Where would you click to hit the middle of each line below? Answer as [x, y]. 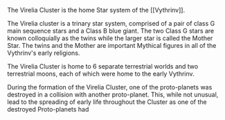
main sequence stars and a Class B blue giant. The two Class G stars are [111, 31]
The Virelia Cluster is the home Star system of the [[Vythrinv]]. [96, 10]
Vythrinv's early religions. [44, 53]
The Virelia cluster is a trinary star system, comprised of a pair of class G [111, 23]
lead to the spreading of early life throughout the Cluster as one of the [107, 102]
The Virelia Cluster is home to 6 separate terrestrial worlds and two [103, 66]
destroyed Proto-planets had [48, 109]
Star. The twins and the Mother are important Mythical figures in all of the [112, 45]
